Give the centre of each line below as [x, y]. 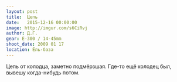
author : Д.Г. [22, 33]
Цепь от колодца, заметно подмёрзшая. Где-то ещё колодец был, [89, 66]
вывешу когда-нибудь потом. [43, 72]
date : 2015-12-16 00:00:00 [42, 22]
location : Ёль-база [30, 50]
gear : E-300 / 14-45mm [34, 39]
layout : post [22, 11]
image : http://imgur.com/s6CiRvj [47, 28]
